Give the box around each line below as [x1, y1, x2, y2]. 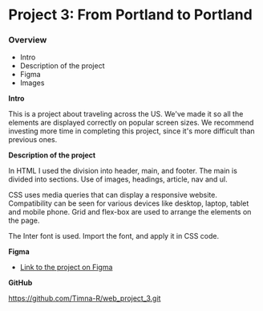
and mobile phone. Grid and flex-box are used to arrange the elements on [8, 207, 252, 217]
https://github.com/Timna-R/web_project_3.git [8, 293, 161, 303]
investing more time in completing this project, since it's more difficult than [8, 126, 255, 136]
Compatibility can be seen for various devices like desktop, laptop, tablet [8, 198, 249, 208]
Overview [8, 35, 47, 46]
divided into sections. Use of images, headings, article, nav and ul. [8, 174, 229, 184]
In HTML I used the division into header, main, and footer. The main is [8, 166, 238, 176]
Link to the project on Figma [19, 263, 113, 272]
